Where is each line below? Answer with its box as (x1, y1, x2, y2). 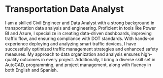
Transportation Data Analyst (5, 3, 124, 15)
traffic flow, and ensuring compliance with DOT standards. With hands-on (5, 36, 155, 41)
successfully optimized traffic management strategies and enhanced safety (5, 46, 159, 52)
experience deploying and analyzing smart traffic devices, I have (5, 40, 136, 46)
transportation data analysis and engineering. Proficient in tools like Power (5, 25, 156, 31)
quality (5, 56, 19, 62)
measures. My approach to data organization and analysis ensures (5, 51, 140, 57)
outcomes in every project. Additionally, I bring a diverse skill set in (20, 56, 156, 62)
